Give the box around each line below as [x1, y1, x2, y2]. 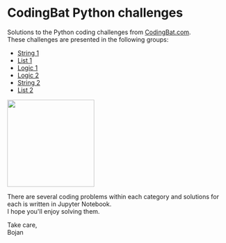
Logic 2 [17, 71, 40, 79]
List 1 [17, 56, 33, 64]
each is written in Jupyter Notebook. [7, 200, 112, 208]
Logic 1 [17, 63, 38, 72]
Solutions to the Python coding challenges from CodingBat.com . [7, 28, 191, 36]
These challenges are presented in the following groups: [7, 35, 169, 43]
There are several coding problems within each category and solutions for [7, 192, 220, 201]
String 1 [17, 49, 40, 57]
